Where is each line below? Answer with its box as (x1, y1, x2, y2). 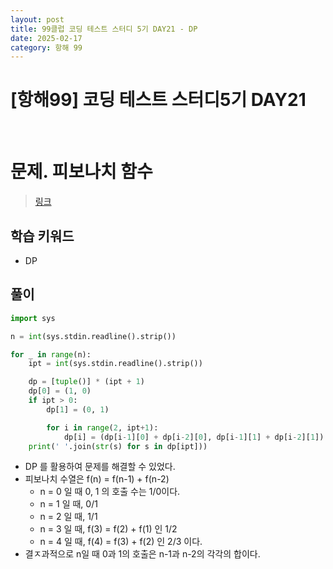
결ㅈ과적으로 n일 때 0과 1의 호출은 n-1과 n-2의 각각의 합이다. (24, 548, 261, 560)
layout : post (10, 14, 65, 25)
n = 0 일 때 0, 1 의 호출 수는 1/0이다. (39, 486, 181, 498)
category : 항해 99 (10, 42, 83, 53)
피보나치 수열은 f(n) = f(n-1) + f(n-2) (24, 473, 170, 485)
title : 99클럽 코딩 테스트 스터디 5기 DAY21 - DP (10, 24, 198, 34)
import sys (10, 313, 56, 323)
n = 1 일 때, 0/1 (39, 498, 98, 510)
